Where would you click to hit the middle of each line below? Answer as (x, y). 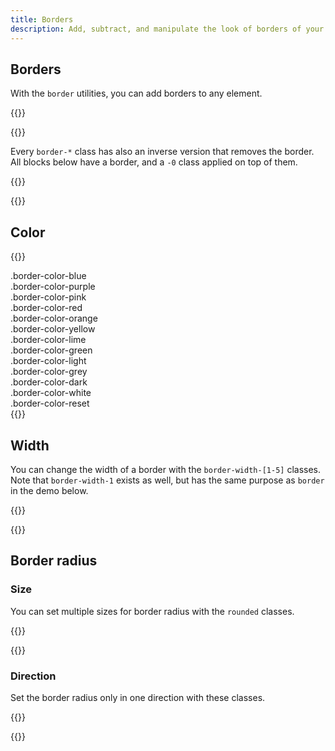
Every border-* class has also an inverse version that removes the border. (162, 152)
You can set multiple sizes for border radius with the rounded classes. (152, 611)
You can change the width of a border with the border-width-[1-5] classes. (166, 469)
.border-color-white (51, 393)
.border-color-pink (48, 297)
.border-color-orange (54, 318)
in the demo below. (49, 490)
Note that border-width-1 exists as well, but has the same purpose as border (167, 480)
